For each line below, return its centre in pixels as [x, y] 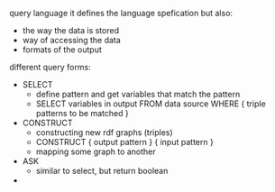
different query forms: [50, 67]
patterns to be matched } [82, 113]
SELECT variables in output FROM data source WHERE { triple [151, 104]
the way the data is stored [71, 30]
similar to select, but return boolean [102, 171]
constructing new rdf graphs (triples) [104, 133]
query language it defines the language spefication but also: [121, 13]
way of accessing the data [72, 40]
